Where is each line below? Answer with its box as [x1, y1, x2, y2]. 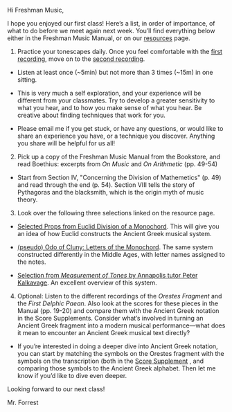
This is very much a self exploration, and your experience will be [17, 89, 202, 97]
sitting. [17, 75, 37, 84]
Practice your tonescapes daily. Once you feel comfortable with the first [17, 48, 223, 55]
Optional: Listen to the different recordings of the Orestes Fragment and [17, 292, 222, 300]
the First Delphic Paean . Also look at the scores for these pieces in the [17, 299, 219, 307]
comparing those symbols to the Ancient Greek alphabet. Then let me [17, 364, 216, 373]
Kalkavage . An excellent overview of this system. [17, 278, 157, 287]
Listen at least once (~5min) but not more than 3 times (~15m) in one [17, 69, 213, 76]
